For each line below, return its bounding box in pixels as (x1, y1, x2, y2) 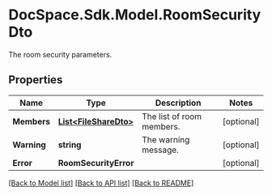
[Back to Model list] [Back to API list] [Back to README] (8, 178, 194, 188)
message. (141, 144, 180, 155)
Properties (8, 73, 63, 87)
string (57, 139, 82, 150)
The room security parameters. (8, 49, 113, 59)
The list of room (141, 111, 202, 122)
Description (155, 97, 202, 108)
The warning (141, 134, 190, 145)
